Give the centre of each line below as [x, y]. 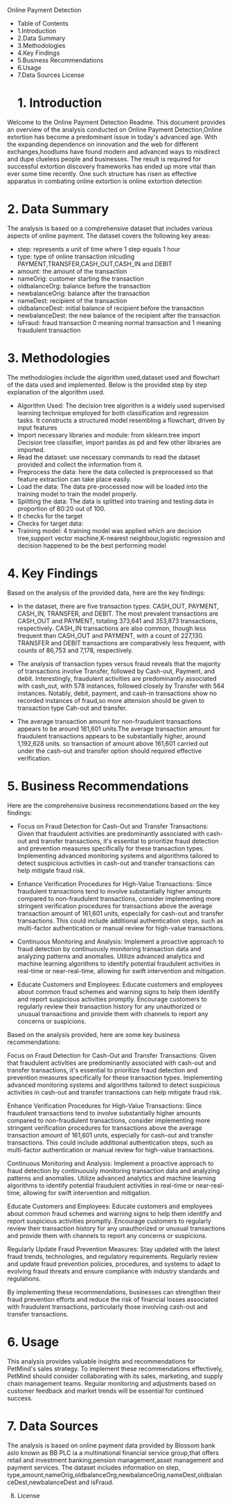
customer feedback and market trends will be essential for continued [106, 1391]
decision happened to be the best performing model [91, 545]
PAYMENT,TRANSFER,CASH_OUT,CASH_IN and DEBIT [95, 263]
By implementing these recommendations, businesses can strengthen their [114, 1291]
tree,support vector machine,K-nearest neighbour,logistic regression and [121, 538]
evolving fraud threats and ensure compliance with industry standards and [114, 1271]
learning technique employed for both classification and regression [113, 412]
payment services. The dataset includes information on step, [94, 1467]
